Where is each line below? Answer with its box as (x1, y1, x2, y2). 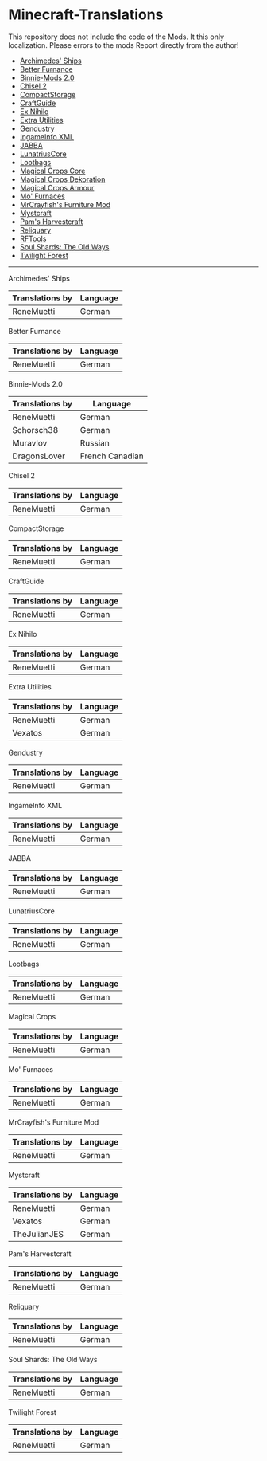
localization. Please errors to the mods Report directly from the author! (8, 40, 240, 49)
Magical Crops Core (19, 166, 86, 175)
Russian (79, 437, 110, 448)
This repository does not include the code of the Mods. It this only (8, 32, 225, 41)
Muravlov (12, 437, 48, 448)
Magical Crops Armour (19, 183, 95, 192)
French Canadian (79, 450, 145, 461)
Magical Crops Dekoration (19, 174, 106, 184)
